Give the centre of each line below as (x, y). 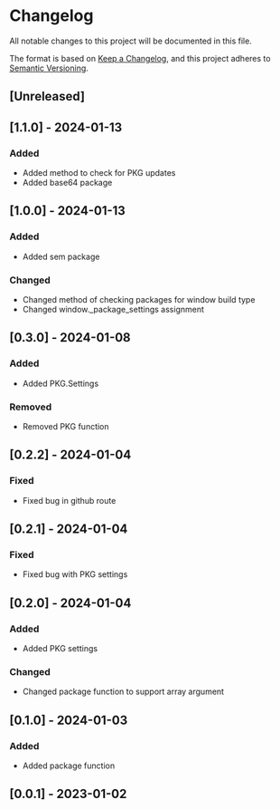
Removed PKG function (66, 426)
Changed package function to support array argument (123, 692)
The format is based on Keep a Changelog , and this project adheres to (140, 58)
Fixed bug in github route (69, 500)
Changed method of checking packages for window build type (139, 299)
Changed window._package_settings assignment (113, 309)
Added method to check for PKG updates (99, 173)
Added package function (69, 766)
